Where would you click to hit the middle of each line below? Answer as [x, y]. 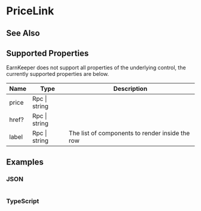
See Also [23, 33]
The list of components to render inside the [129, 133]
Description [130, 89]
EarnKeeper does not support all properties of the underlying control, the [96, 68]
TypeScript [23, 201]
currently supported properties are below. [58, 74]
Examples [25, 162]
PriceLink [30, 11]
